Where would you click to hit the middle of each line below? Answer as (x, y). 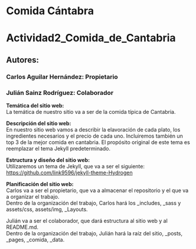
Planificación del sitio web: (40, 184)
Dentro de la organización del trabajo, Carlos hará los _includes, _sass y (94, 203)
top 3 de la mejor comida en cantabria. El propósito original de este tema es (98, 142)
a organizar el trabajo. (33, 196)
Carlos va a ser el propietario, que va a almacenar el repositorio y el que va (97, 190)
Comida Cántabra (50, 11)
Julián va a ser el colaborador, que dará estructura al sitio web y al (87, 221)
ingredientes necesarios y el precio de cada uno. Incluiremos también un (94, 136)
